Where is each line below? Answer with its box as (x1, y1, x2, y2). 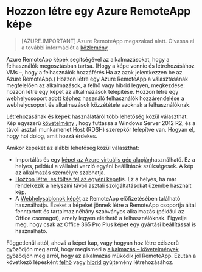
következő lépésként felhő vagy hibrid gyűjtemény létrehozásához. (6, 258, 174, 266)
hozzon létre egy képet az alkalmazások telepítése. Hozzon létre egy (6, 88, 179, 95)
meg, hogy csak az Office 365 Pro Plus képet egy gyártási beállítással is (15, 221, 197, 228)
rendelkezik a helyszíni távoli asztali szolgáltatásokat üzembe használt (15, 182, 192, 189)
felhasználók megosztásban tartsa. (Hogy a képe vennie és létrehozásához (6, 62, 195, 70)
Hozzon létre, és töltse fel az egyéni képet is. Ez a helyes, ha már (15, 175, 177, 182)
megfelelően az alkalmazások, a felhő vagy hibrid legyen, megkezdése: (6, 81, 186, 89)
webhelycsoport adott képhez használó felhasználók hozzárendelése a (6, 95, 184, 102)
